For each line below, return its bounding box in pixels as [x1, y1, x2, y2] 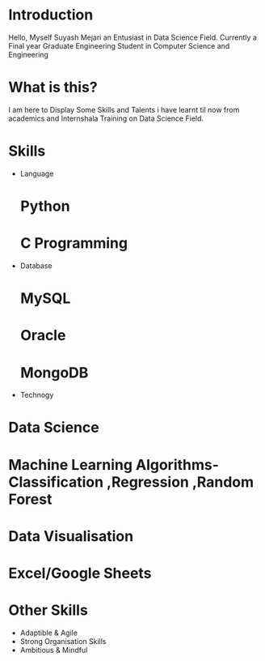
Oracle [19, 326, 66, 345]
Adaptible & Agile [19, 628, 78, 638]
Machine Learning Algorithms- [8, 455, 220, 474]
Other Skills [8, 601, 89, 620]
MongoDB [19, 363, 89, 382]
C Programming [19, 234, 128, 253]
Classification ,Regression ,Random [8, 472, 254, 491]
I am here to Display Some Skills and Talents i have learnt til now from [8, 104, 240, 114]
